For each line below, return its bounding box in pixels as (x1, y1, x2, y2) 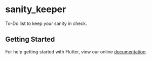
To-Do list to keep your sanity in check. (5, 20, 87, 26)
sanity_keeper (5, 4, 66, 15)
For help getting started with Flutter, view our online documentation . (5, 48, 147, 54)
